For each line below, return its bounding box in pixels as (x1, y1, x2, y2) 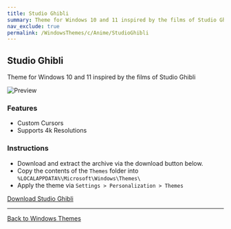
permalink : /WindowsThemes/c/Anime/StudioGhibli (7, 29, 149, 36)
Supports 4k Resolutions (16, 127, 87, 135)
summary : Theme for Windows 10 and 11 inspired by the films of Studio (7, 17, 217, 23)
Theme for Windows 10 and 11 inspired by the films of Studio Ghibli (7, 73, 196, 81)
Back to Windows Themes (7, 214, 81, 222)
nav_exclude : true (7, 23, 60, 30)
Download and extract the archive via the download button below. (16, 159, 203, 167)
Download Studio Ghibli (7, 194, 74, 203)
